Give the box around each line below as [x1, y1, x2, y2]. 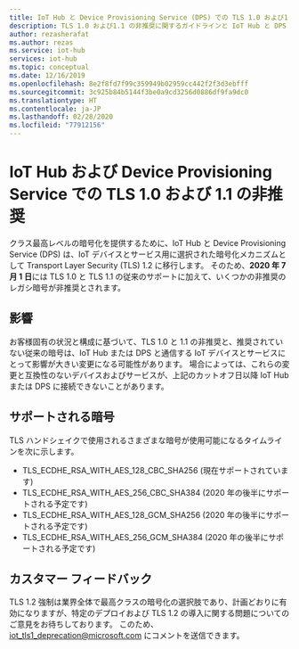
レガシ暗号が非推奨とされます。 [9, 282, 126, 292]
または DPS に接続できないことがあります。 [9, 381, 169, 391]
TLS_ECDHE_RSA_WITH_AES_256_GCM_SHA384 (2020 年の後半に [21, 531, 269, 542]
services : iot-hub [9, 54, 77, 63]
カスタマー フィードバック [9, 571, 153, 587]
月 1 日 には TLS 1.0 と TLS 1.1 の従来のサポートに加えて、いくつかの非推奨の [9, 271, 287, 282]
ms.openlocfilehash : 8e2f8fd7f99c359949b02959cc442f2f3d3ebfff [9, 79, 249, 88]
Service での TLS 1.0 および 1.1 [9, 185, 233, 205]
